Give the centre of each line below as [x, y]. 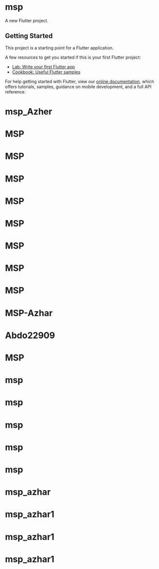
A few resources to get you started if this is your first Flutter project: [73, 57]
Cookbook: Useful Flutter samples [46, 72]
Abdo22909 [30, 335]
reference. [15, 91]
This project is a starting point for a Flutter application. [59, 47]
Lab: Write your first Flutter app [44, 67]
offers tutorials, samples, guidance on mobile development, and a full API [78, 87]
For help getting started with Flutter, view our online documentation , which [80, 81]
